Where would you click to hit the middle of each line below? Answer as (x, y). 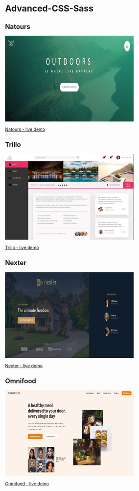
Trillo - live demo (22, 247)
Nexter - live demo (24, 366)
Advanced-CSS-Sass (49, 9)
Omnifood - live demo (27, 484)
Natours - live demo (25, 129)
